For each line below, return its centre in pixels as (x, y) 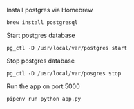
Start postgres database (41, 35)
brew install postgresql (42, 23)
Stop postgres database (41, 61)
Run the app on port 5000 (43, 86)
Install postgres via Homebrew (50, 10)
